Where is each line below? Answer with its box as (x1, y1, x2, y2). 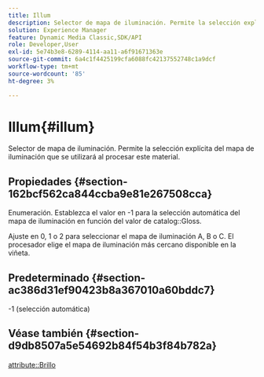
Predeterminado (8, 271, 90, 284)
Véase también (8, 327, 84, 340)
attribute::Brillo (8, 360, 57, 369)
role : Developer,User (8, 41, 79, 49)
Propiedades (8, 174, 72, 188)
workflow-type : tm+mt (8, 63, 79, 71)
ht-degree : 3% (8, 77, 55, 85)
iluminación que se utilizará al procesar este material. (8, 152, 181, 162)
